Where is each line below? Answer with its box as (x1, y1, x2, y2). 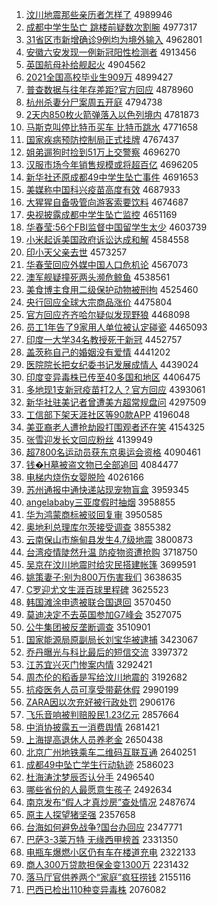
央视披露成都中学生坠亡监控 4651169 (25, 209, 178, 220)
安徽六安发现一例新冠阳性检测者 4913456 (25, 46, 197, 58)
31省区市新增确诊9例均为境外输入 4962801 (25, 34, 203, 45)
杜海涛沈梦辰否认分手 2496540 (25, 771, 155, 783)
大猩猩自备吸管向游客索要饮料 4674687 (25, 196, 189, 208)
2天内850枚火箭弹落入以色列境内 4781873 (25, 109, 200, 120)
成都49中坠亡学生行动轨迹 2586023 (25, 759, 174, 770)
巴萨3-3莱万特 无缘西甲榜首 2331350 (25, 834, 179, 845)
